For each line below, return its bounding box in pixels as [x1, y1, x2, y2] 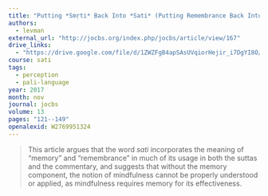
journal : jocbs [8, 100, 59, 108]
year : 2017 [8, 85, 45, 94]
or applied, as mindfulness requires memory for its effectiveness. [27, 178, 242, 188]
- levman [15, 26, 45, 34]
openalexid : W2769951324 [8, 123, 91, 131]
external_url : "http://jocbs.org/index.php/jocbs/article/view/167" [8, 33, 241, 42]
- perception [15, 71, 59, 79]
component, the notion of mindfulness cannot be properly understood [27, 170, 258, 179]
